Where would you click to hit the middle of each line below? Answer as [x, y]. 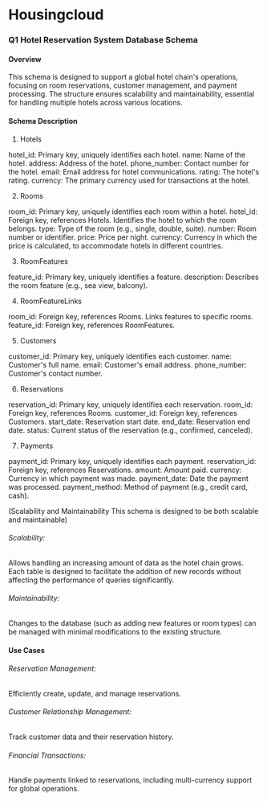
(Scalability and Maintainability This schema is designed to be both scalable [133, 511]
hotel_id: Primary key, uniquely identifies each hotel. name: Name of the [127, 154]
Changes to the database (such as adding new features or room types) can [132, 623]
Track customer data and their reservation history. [91, 737]
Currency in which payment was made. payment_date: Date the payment [128, 478]
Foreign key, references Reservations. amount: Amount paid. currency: [125, 470]
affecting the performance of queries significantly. [91, 580]
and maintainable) [38, 520]
